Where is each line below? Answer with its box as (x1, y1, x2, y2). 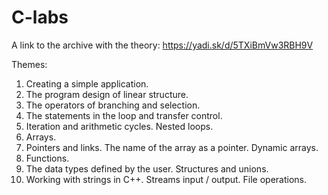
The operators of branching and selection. (25, 99, 201, 111)
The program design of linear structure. (25, 88, 189, 100)
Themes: (11, 58, 48, 70)
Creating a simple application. (25, 77, 149, 90)
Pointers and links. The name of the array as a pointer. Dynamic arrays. (25, 141, 319, 153)
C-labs (11, 6, 69, 29)
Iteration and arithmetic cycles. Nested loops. (25, 120, 214, 132)
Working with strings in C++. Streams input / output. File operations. (25, 173, 308, 185)
